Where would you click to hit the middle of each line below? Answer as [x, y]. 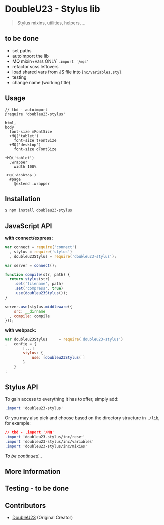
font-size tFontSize [35, 140]
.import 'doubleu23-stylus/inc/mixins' [46, 446]
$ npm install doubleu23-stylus [39, 210]
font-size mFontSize [31, 131]
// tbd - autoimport [27, 110]
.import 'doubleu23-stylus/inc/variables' [50, 441]
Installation [23, 199]
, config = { [21, 344]
